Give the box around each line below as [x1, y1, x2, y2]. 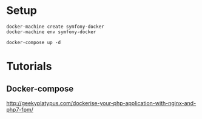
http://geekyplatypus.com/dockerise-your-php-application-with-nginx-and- [6, 99, 197, 106]
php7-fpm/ [6, 106, 33, 113]
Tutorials [6, 60, 52, 73]
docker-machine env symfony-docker [6, 28, 96, 35]
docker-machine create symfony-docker [6, 24, 104, 30]
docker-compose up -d [6, 39, 61, 45]
